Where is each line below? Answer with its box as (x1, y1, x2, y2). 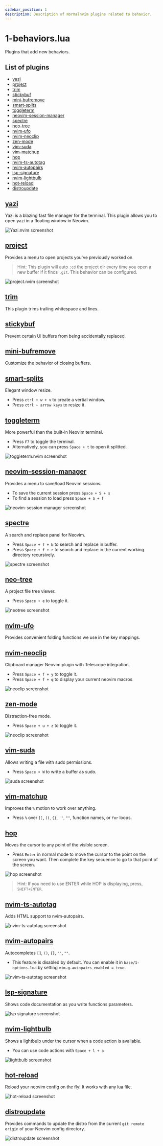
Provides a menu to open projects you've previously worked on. (5, 254, 134, 260)
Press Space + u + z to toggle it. (12, 723, 77, 728)
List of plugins (5, 63, 49, 71)
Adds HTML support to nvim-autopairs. (5, 913, 84, 919)
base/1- (124, 960, 140, 965)
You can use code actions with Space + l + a (12, 1047, 104, 1053)
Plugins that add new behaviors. (5, 49, 70, 55)
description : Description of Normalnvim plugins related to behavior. (5, 12, 152, 17)
